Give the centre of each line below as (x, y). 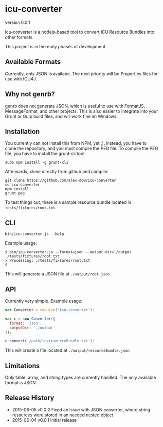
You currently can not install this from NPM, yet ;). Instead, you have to (76, 143)
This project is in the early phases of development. (56, 46)
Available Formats (33, 62)
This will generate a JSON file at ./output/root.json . (58, 274)
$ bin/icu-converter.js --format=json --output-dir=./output (68, 252)
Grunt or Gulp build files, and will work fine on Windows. (62, 116)
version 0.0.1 (18, 22)
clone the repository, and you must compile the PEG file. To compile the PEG (81, 148)
